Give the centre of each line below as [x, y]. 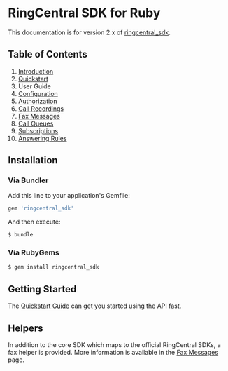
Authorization [38, 101]
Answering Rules [42, 138]
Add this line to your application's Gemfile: [69, 196]
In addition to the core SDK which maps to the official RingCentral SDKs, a [114, 344]
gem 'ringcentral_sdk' [41, 208]
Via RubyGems [34, 252]
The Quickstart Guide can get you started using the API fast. [95, 306]
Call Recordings [41, 108]
